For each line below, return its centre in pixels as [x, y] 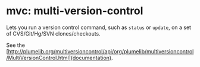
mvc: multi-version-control [75, 11]
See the [16, 45]
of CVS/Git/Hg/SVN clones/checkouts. [54, 33]
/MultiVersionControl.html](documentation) [59, 58]
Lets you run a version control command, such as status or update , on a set [99, 27]
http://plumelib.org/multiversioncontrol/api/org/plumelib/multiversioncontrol [101, 51]
